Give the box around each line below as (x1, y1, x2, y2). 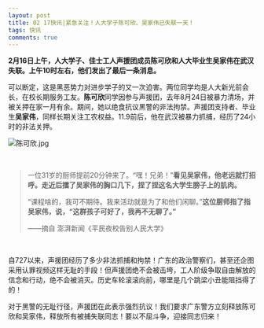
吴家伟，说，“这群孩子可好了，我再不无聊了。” (27, 207, 177, 216)
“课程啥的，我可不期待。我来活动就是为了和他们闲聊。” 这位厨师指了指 (27, 197, 251, 207)
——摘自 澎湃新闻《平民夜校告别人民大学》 (27, 223, 167, 233)
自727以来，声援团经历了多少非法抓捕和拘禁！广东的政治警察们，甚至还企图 (8, 256, 255, 265)
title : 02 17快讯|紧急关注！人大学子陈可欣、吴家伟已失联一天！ (8, 19, 195, 27)
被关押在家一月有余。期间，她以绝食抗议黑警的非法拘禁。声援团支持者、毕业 (8, 102, 256, 112)
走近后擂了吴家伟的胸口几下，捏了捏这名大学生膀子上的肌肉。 (41, 180, 241, 190)
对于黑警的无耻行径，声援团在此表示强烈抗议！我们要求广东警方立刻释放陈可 (8, 302, 256, 311)
